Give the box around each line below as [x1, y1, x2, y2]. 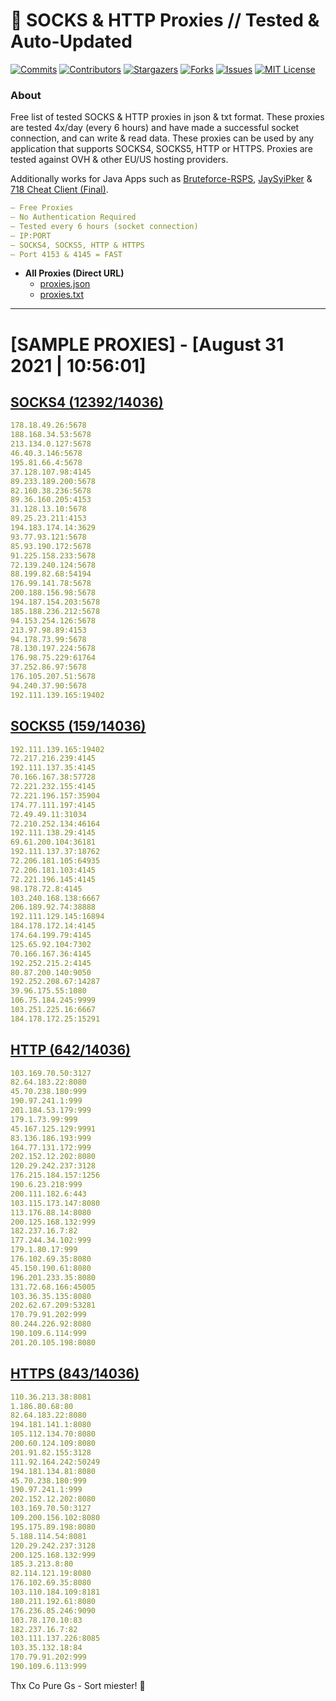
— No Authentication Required [10, 212, 137, 223]
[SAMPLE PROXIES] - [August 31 [10, 333, 285, 356]
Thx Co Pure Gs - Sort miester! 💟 [10, 1679, 146, 1691]
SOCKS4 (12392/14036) [10, 394, 164, 411]
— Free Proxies [10, 203, 74, 213]
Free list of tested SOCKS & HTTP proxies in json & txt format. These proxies [10, 111, 325, 123]
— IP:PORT [10, 230, 52, 241]
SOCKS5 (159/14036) [10, 718, 147, 735]
